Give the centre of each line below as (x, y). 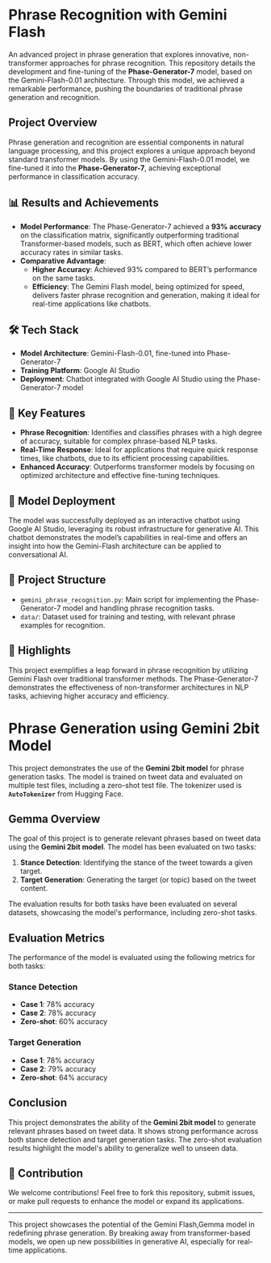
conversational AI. (38, 554)
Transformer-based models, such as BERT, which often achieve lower (136, 243)
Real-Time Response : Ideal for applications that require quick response (139, 450)
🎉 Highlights (40, 650)
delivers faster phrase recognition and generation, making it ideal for (146, 295)
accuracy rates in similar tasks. (71, 252)
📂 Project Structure (57, 580)
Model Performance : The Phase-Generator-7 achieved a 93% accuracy (141, 226)
